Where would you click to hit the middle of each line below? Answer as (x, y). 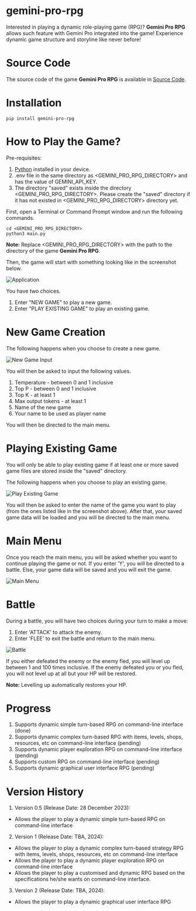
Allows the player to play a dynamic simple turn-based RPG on (90, 819)
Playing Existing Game (62, 448)
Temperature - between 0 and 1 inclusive (64, 382)
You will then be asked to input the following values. (69, 371)
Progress (29, 708)
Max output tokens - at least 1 (50, 401)
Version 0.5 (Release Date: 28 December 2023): (72, 808)
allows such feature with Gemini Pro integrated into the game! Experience (94, 33)
